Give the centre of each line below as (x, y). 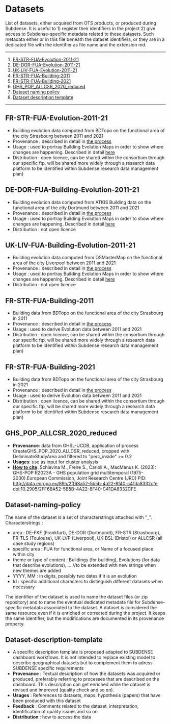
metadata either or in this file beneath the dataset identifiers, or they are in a (85, 39)
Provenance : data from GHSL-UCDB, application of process (76, 445)
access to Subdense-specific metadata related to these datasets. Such (80, 34)
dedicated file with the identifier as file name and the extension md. (76, 44)
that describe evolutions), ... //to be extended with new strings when (84, 565)
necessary (24, 587)
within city (23, 554)
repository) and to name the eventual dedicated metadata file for (73, 602)
